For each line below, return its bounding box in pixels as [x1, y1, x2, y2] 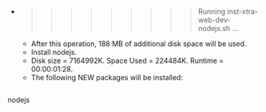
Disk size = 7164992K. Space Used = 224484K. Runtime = [30, 56, 224, 65]
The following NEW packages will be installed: [30, 73, 183, 82]
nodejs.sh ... [197, 24, 239, 33]
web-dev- [197, 15, 231, 25]
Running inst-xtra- [197, 7, 259, 16]
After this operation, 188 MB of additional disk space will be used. [30, 39, 247, 48]
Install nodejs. [30, 48, 77, 56]
